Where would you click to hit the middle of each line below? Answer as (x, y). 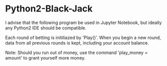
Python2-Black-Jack (49, 9)
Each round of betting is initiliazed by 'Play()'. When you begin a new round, (83, 37)
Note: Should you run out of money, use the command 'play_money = (76, 52)
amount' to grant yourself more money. (45, 57)
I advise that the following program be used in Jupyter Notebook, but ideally (83, 22)
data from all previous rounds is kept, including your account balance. (77, 42)
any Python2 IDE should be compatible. (46, 27)
